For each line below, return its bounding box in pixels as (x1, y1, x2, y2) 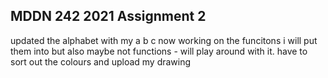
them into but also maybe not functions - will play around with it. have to (10, 45, 308, 57)
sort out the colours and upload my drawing (10, 55, 192, 68)
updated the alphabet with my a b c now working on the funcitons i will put (10, 34, 318, 46)
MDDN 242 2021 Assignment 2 (10, 8, 207, 25)
